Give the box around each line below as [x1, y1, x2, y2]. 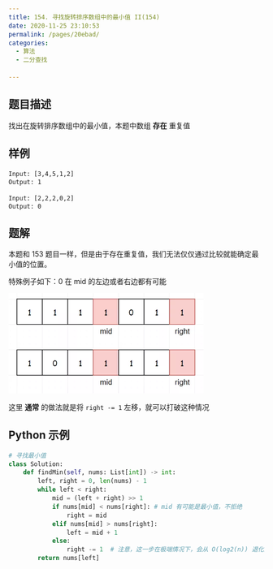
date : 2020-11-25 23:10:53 [8, 21, 100, 30]
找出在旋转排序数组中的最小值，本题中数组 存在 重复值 [8, 120, 191, 130]
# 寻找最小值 [8, 451, 46, 459]
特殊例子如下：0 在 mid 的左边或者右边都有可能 [8, 277, 167, 287]
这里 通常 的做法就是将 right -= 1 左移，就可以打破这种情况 [8, 402, 210, 412]
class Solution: [8, 459, 63, 468]
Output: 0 [8, 202, 42, 210]
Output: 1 [8, 178, 42, 186]
